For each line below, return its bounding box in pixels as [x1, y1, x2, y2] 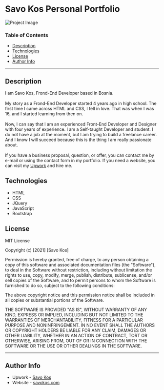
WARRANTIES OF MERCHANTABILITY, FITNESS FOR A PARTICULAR [5, 317, 143, 323]
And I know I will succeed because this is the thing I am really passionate [5, 137, 152, 143]
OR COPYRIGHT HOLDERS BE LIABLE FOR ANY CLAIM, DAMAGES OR [5, 327, 146, 333]
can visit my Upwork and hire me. [5, 163, 73, 169]
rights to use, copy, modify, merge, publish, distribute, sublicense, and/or [5, 272, 152, 278]
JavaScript [12, 205, 34, 211]
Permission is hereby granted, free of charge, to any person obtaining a [5, 256, 149, 262]
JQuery [12, 200, 28, 206]
